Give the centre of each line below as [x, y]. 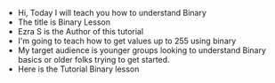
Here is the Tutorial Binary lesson [78, 69]
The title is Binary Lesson [64, 22]
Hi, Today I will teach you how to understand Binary [112, 13]
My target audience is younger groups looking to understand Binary [142, 50]
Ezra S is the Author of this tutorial [81, 31]
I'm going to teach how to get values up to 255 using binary [127, 41]
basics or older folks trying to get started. [94, 60]
